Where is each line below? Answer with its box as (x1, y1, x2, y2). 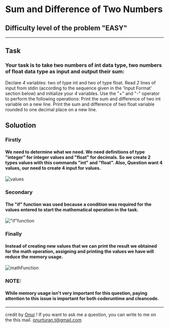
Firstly (5, 136, 22, 143)
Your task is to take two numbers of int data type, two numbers (5, 62, 162, 69)
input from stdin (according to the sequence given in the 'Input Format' (5, 85, 152, 91)
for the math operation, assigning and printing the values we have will (5, 248, 154, 254)
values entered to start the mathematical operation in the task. (5, 206, 139, 213)
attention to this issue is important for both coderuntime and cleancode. (5, 295, 159, 301)
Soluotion (5, 121, 36, 130)
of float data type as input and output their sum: (5, 68, 125, 75)
